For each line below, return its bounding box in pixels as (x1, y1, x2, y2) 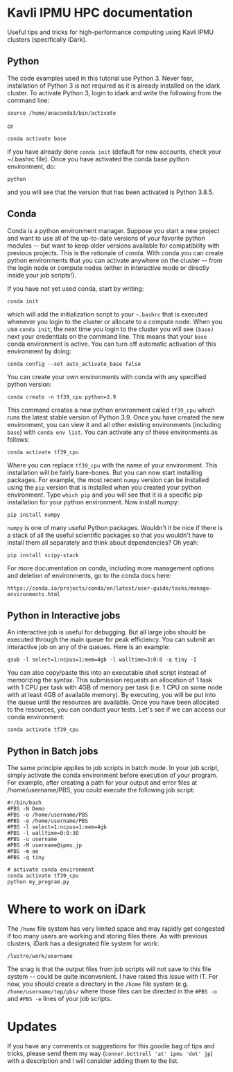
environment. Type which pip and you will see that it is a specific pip (7, 490, 202, 499)
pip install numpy (7, 511, 60, 518)
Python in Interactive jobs (7, 609, 121, 621)
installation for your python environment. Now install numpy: (7, 497, 180, 506)
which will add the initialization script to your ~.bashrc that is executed (7, 310, 208, 318)
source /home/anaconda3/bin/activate (7, 109, 116, 116)
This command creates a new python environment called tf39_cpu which (7, 406, 215, 414)
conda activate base (7, 135, 67, 142)
